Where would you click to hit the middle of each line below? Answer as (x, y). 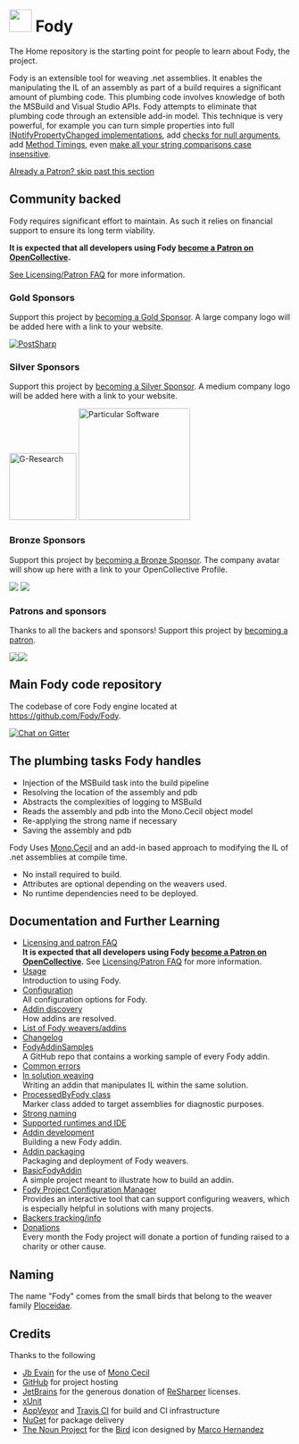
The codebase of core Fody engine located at (93, 706)
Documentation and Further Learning (115, 921)
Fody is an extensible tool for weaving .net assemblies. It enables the (136, 78)
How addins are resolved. (69, 1019)
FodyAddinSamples (58, 1047)
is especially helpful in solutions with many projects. (118, 1209)
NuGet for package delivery (73, 1420)
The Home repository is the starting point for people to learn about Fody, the (149, 51)
